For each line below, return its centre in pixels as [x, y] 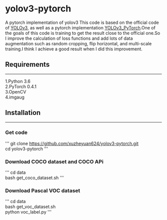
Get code [16, 132]
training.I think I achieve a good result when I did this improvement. [74, 49]
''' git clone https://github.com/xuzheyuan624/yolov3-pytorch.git [72, 143]
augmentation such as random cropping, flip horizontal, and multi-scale [79, 43]
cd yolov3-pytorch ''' [27, 149]
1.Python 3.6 [18, 81]
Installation [23, 113]
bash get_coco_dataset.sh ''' [35, 178]
